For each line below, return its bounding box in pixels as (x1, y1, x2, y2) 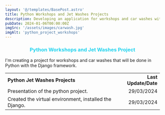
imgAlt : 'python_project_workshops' (5, 30, 80, 35)
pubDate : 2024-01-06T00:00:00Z (5, 21, 69, 26)
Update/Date (127, 80, 158, 86)
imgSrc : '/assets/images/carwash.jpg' (5, 26, 84, 30)
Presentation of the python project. (7, 88, 88, 95)
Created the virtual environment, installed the (7, 96, 111, 103)
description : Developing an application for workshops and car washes (5, 16, 153, 21)
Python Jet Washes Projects (7, 77, 76, 84)
